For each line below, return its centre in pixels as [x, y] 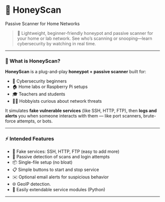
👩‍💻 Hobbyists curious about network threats [57, 101]
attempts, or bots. [35, 121]
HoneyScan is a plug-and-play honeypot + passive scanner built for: [76, 72]
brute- [150, 116]
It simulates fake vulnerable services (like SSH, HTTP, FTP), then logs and [81, 111]
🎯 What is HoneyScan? [33, 61]
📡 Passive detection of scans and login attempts [61, 156]
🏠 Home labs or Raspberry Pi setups [50, 87]
